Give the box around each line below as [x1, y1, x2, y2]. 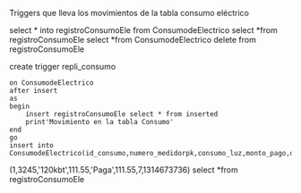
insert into [9, 141, 54, 150]
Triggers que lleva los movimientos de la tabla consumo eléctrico [9, 8, 249, 18]
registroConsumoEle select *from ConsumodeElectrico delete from [9, 35, 257, 45]
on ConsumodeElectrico [9, 79, 94, 88]
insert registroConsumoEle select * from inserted [25, 110, 219, 119]
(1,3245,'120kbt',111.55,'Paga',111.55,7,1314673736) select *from [9, 164, 239, 175]
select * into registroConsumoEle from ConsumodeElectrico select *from [9, 25, 278, 35]
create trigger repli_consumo [9, 62, 116, 71]
